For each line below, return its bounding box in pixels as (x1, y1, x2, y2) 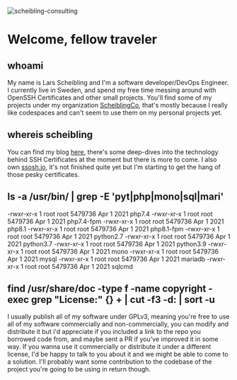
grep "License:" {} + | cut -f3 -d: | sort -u (30, 294, 216, 306)
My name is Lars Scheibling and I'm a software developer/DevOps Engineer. (7, 79, 229, 86)
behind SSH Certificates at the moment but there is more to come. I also (7, 155, 217, 163)
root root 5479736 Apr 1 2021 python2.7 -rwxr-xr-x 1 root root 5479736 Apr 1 (7, 232, 231, 241)
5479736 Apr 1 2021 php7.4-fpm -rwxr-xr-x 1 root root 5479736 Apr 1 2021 (7, 217, 224, 226)
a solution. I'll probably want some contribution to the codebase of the (7, 357, 212, 366)
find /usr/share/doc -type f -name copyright (7, 283, 207, 295)
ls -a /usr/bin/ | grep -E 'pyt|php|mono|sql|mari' (7, 191, 224, 203)
